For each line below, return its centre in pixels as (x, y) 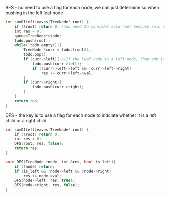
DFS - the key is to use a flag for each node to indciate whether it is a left (81, 115)
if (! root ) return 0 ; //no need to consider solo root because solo (88, 26)
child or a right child (26, 120)
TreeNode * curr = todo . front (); (57, 50)
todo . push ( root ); (32, 40)
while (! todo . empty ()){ (38, 45)
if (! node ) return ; (35, 167)
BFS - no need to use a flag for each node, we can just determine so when (82, 7)
